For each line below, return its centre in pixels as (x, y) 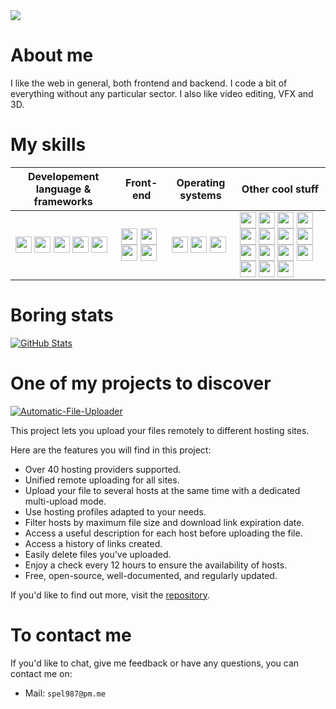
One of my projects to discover (141, 383)
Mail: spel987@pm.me (65, 693)
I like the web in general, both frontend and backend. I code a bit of (149, 83)
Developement (63, 176)
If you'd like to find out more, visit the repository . (110, 595)
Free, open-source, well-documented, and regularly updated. (151, 575)
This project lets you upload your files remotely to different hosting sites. (160, 430)
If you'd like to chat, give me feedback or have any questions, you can (155, 663)
